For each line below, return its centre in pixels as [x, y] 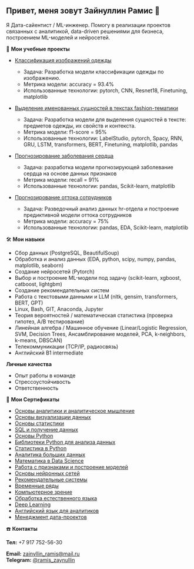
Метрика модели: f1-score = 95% [65, 132]
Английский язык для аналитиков [57, 511]
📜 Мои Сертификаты [33, 399]
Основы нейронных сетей [47, 473]
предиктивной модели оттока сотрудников [78, 215]
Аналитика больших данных [50, 454]
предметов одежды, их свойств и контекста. [80, 125]
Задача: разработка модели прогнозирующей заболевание [98, 167]
